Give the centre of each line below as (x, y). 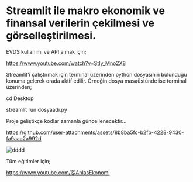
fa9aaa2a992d (24, 138)
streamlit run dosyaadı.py (37, 109)
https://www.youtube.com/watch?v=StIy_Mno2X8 (66, 63)
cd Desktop (20, 98)
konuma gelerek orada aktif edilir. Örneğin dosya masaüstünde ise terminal (96, 81)
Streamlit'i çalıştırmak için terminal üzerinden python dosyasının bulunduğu (96, 74)
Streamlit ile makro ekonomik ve (86, 11)
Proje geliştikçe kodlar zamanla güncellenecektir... (66, 121)
